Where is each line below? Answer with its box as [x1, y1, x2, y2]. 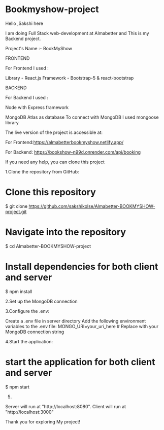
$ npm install [5, 288, 32, 295]
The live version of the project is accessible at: [5, 129, 103, 135]
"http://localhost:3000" [5, 409, 54, 415]
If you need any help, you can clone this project [5, 159, 105, 165]
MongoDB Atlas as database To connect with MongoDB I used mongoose [5, 114, 159, 120]
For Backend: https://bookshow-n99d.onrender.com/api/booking [5, 149, 141, 155]
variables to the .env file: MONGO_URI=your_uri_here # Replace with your [5, 323, 159, 329]
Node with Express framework [5, 104, 69, 110]
